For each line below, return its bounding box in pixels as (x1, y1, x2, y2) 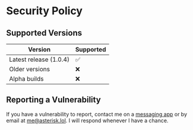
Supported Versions (6, 28, 82, 38)
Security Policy (6, 4, 83, 18)
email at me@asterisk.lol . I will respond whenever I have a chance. (6, 117, 169, 124)
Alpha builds (9, 75, 44, 83)
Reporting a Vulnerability (6, 95, 101, 105)
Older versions (9, 65, 50, 73)
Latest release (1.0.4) (9, 55, 70, 64)
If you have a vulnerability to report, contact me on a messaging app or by (6, 110, 188, 118)
